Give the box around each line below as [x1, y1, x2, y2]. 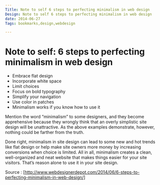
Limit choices [12, 83, 39, 89]
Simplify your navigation [12, 94, 61, 100]
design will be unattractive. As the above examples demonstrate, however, [5, 124, 155, 130]
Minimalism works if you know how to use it [12, 104, 100, 110]
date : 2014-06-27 [5, 16, 41, 21]
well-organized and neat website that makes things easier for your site [5, 155, 147, 160]
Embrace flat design [12, 73, 53, 79]
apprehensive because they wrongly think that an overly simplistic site [5, 119, 147, 125]
